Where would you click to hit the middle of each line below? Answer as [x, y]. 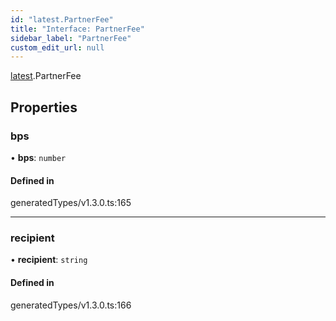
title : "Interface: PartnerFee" [77, 29]
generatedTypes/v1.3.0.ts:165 [71, 203]
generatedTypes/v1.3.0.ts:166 [71, 305]
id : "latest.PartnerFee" [62, 19]
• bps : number [38, 157]
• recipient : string [49, 260]
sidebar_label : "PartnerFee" [71, 38]
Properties [44, 107]
